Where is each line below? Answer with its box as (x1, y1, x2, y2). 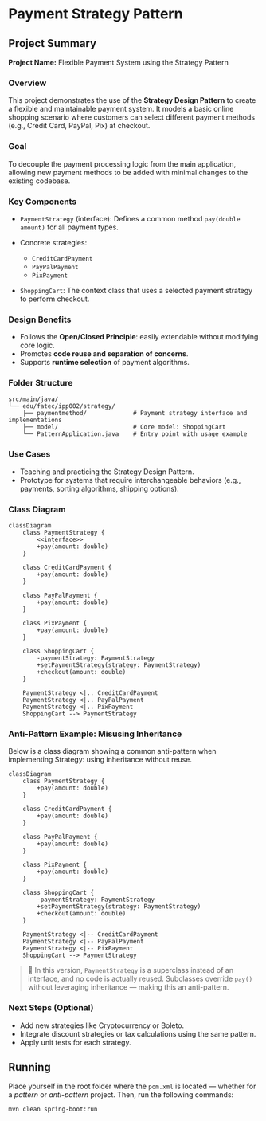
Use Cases (8, 449, 51, 460)
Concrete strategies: (19, 237, 88, 247)
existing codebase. (8, 176, 71, 186)
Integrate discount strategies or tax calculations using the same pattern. (19, 1029, 256, 1038)
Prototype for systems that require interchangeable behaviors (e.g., (19, 475, 241, 484)
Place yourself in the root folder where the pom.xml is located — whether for (8, 1081, 256, 1092)
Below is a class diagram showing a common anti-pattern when (8, 747, 217, 756)
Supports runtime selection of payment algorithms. (19, 358, 190, 367)
